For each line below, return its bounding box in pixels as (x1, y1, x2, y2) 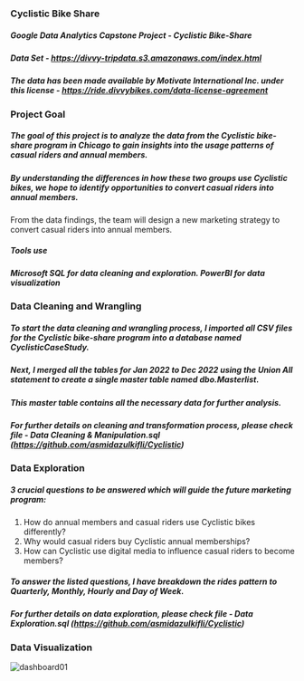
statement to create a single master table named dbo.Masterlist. (10, 374, 260, 385)
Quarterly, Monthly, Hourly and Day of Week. (10, 585, 185, 596)
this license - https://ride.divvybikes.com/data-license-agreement (10, 85, 269, 96)
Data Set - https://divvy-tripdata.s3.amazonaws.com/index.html (10, 53, 262, 63)
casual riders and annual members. (10, 149, 148, 160)
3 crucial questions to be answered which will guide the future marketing (10, 484, 292, 495)
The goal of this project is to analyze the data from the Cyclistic (10, 130, 255, 141)
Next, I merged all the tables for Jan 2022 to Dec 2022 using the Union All (10, 365, 293, 376)
